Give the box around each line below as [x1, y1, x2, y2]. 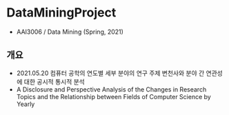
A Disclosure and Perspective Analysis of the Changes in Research [16, 85, 207, 94]
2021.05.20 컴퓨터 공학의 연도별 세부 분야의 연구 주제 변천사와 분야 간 [16, 69, 205, 77]
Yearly [16, 100, 35, 108]
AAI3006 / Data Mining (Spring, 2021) [16, 28, 123, 36]
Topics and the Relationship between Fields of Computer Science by [16, 92, 211, 101]
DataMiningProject [6, 5, 117, 21]
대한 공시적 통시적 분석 [23, 77, 86, 85]
